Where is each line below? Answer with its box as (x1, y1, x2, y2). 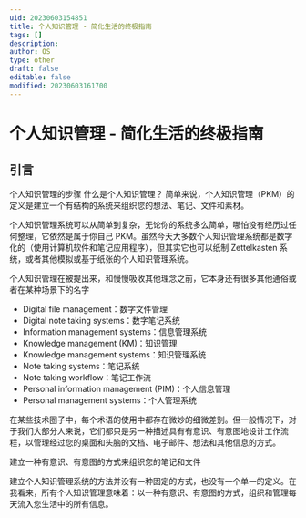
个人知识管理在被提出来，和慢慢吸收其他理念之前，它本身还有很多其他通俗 (9, 273, 289, 284)
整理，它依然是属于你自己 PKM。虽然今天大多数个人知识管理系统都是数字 (16, 230, 293, 242)
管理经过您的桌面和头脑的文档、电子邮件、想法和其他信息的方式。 (33, 437, 280, 448)
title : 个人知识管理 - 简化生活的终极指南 (9, 22, 152, 31)
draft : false (9, 65, 59, 74)
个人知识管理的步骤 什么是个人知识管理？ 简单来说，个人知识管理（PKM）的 (9, 188, 295, 199)
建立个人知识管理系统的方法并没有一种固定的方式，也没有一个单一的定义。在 (9, 475, 297, 486)
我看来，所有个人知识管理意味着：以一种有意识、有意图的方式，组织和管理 (9, 487, 289, 498)
